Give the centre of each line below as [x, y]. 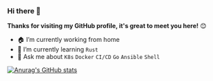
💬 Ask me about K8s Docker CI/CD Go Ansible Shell [88, 57]
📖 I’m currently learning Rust [58, 49]
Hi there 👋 [24, 11]
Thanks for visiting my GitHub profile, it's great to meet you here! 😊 [107, 26]
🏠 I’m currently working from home [68, 40]
